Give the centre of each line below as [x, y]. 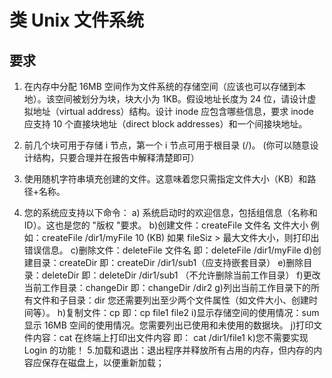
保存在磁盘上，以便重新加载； [103, 362]
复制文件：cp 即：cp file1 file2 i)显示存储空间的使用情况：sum [192, 312]
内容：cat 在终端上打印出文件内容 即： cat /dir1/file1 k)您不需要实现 [170, 337]
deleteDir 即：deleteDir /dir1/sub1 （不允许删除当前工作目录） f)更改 [181, 275]
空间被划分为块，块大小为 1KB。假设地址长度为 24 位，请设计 [181, 99]
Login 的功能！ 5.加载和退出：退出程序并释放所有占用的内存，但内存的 [168, 350]
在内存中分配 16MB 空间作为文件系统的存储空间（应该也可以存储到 [160, 86]
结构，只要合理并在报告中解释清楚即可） [116, 157]
